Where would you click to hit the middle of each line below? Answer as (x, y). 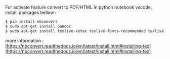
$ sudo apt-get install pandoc (38, 26)
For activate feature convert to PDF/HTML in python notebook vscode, (79, 7)
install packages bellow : (31, 12)
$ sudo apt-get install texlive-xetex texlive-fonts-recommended (75, 31)
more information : (25, 40)
